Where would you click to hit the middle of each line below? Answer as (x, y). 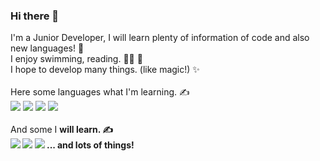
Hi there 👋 (35, 16)
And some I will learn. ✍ (62, 130)
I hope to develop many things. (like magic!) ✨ (105, 70)
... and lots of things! (90, 145)
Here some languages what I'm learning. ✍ (100, 92)
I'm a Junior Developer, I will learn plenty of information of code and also (160, 38)
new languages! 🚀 (47, 48)
